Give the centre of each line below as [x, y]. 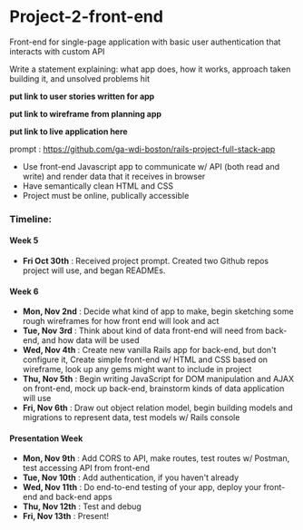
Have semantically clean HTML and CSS [98, 186]
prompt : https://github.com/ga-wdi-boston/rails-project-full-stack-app [142, 149]
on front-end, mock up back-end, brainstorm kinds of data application [153, 388]
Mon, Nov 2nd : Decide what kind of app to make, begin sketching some [158, 311]
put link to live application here [69, 131]
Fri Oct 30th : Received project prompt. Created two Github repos [146, 261]
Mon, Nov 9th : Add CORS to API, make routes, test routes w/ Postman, [156, 458]
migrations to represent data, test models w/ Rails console [131, 417]
